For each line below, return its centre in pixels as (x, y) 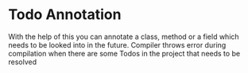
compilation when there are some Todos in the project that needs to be (124, 53)
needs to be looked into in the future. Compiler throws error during (117, 44)
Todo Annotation (65, 15)
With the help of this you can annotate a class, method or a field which (124, 36)
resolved (23, 62)
